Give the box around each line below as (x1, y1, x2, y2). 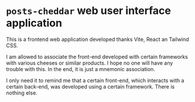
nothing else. (6, 89, 38, 96)
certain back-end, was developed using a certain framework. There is (6, 83, 175, 90)
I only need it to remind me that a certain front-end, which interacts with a (6, 77, 184, 84)
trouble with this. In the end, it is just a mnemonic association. (6, 65, 156, 72)
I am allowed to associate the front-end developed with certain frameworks (6, 53, 188, 60)
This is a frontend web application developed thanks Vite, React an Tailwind (6, 36, 189, 43)
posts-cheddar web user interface (6, 4, 172, 17)
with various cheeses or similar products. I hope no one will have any (6, 59, 173, 66)
